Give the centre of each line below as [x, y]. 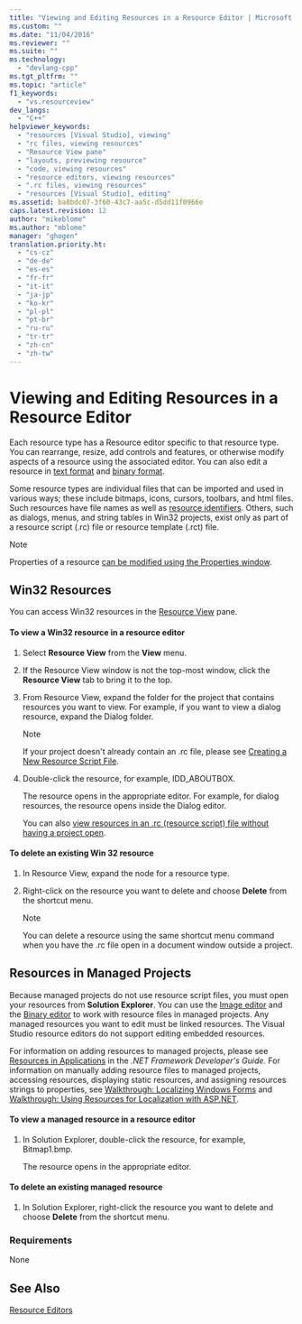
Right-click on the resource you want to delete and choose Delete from [155, 891]
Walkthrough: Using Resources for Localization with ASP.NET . [124, 1098]
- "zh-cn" [36, 345]
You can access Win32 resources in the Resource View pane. [124, 612]
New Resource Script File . [70, 761]
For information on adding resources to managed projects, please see [139, 1051]
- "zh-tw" [36, 353]
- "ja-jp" [36, 294]
